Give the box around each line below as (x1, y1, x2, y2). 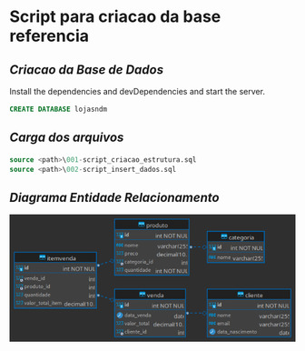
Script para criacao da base (9, 6, 221, 27)
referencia (9, 25, 89, 46)
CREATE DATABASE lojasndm (9, 105, 107, 114)
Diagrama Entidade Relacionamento (9, 189, 220, 206)
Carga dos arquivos (9, 130, 124, 145)
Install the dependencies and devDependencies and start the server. (9, 86, 266, 96)
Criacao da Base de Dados (9, 62, 164, 77)
